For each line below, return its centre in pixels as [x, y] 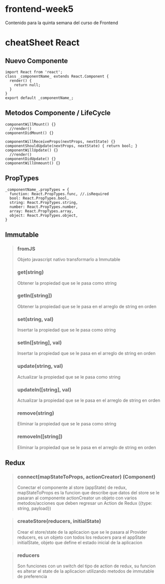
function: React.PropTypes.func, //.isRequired [59, 194]
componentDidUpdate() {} [31, 159]
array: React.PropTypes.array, [42, 211]
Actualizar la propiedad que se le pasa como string [69, 377]
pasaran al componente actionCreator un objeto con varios [77, 498]
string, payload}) [34, 509]
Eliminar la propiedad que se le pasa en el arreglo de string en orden [86, 447]
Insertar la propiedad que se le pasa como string [66, 330]
